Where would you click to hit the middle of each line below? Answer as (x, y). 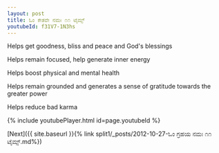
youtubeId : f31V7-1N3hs (41, 26)
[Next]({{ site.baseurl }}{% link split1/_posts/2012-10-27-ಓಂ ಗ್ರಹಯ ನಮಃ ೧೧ (109, 134)
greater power (27, 93)
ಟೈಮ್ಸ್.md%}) (25, 142)
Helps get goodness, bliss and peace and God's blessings (90, 46)
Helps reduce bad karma (42, 107)
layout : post (26, 13)
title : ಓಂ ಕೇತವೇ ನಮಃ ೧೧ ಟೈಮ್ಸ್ (46, 20)
